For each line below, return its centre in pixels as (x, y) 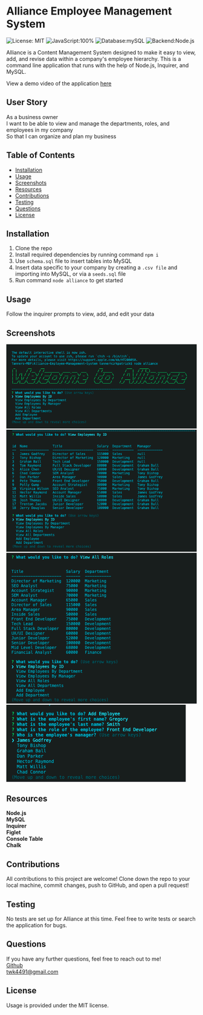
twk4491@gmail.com (32, 971)
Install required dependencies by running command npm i (87, 255)
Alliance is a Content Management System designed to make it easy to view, (101, 52)
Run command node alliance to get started (69, 281)
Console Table (25, 839)
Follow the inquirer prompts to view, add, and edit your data (80, 314)
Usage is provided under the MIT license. (57, 1005)
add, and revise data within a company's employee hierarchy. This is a (94, 59)
